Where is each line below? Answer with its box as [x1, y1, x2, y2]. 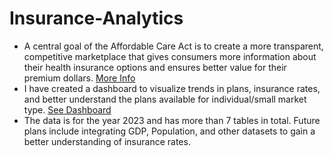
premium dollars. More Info [23, 72, 136, 84]
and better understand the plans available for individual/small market [23, 93, 307, 105]
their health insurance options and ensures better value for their [23, 61, 287, 73]
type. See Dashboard [23, 103, 112, 116]
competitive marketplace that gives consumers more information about [23, 50, 317, 62]
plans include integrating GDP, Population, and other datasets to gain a [23, 125, 316, 137]
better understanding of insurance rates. [23, 135, 191, 147]
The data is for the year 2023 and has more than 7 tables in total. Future [23, 114, 321, 126]
